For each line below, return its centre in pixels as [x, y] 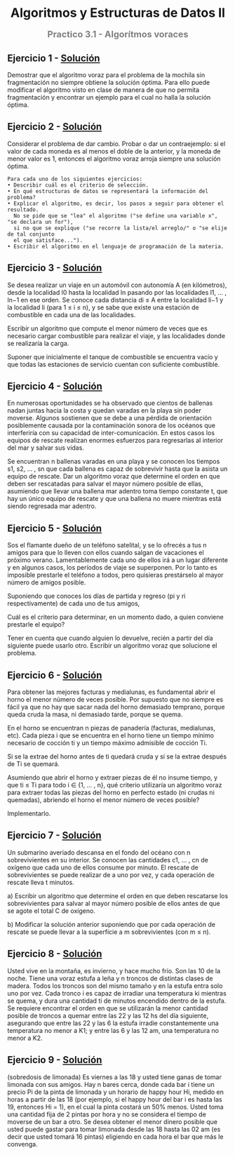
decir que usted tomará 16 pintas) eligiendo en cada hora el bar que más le [115, 1136]
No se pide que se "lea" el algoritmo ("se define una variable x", [116, 215]
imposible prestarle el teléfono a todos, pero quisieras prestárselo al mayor [115, 575]
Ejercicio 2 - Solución [55, 127]
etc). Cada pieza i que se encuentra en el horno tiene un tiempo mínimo [110, 735]
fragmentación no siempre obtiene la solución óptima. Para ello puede [109, 82]
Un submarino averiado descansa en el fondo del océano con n [99, 852]
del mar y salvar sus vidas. [46, 448]
